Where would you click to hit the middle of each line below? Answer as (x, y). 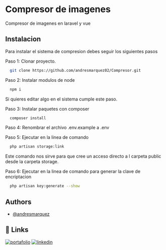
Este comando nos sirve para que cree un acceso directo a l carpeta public (83, 156)
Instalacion (23, 39)
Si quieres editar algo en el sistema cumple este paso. (61, 99)
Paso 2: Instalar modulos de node (40, 80)
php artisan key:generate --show (45, 186)
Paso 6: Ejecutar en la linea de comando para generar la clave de (73, 171)
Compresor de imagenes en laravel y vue (48, 23)
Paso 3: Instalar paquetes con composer (47, 109)
